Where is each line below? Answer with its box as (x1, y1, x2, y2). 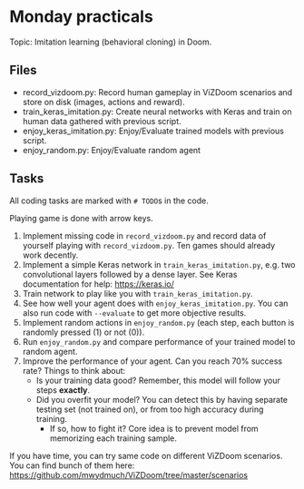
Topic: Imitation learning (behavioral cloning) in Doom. (9, 36, 212, 47)
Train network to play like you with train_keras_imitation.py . (22, 288, 253, 298)
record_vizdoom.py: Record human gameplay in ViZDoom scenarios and (22, 86, 293, 97)
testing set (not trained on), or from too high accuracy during (35, 404, 264, 415)
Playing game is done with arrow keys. (9, 212, 154, 223)
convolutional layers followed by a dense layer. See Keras (22, 269, 238, 279)
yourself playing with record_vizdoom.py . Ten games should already (22, 240, 276, 250)
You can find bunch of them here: (9, 460, 135, 471)
